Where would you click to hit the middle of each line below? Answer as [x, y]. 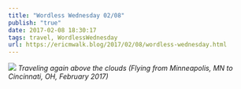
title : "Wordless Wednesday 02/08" [67, 15]
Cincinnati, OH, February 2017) [58, 76]
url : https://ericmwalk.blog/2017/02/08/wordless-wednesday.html [117, 45]
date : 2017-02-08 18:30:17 [52, 30]
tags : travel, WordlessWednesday [63, 37]
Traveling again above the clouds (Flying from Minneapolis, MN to [126, 69]
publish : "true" [35, 23]
